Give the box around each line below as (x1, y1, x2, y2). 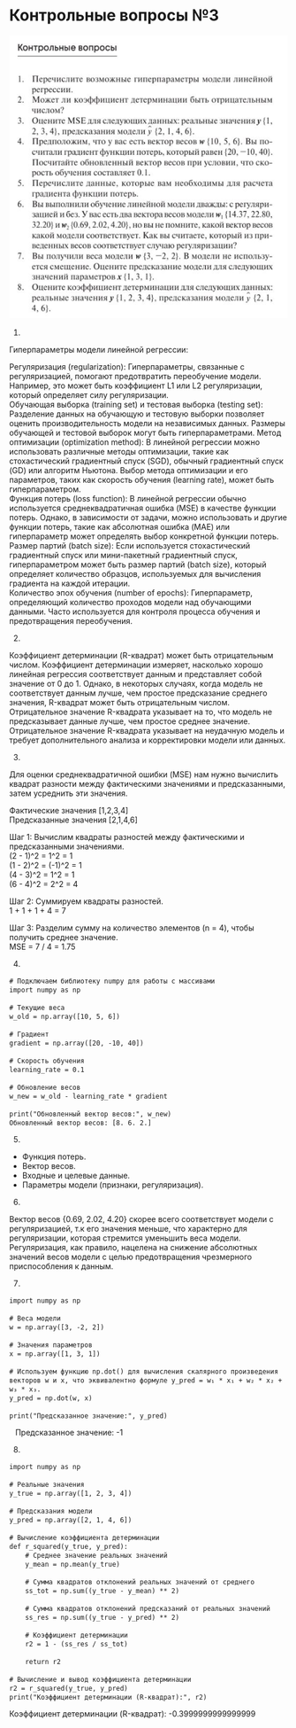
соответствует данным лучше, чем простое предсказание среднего (9, 688, 268, 698)
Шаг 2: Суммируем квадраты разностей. (9, 896, 163, 907)
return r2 (25, 1657, 62, 1666)
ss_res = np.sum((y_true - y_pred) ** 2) (25, 1613, 179, 1622)
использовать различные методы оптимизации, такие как (9, 446, 230, 456)
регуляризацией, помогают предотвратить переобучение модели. (9, 370, 262, 381)
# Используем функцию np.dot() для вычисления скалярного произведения (9, 1366, 278, 1376)
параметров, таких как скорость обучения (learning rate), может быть (9, 474, 275, 485)
